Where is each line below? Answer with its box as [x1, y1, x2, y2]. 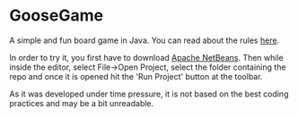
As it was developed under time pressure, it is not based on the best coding [9, 88, 289, 99]
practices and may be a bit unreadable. [9, 97, 154, 108]
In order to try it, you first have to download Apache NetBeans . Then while [9, 52, 285, 63]
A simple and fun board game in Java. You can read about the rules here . [9, 35, 280, 46]
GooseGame [9, 5, 104, 26]
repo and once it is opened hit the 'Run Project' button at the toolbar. [9, 71, 263, 81]
